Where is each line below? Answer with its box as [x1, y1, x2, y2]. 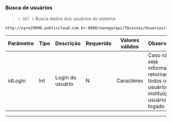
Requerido [85, 40, 112, 47]
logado [147, 103, 165, 110]
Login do [55, 74, 77, 81]
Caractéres [116, 77, 143, 84]
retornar [147, 71, 168, 78]
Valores [120, 37, 140, 44]
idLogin [8, 77, 26, 84]
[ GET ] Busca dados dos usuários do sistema [17, 16, 116, 22]
